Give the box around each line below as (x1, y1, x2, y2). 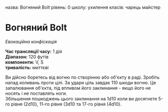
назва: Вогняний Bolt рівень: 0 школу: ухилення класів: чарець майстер (5, 5, 161, 10)
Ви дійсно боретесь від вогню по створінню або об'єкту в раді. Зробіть (5, 74, 160, 80)
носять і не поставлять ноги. (5, 90, 67, 96)
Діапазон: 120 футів (5, 53, 49, 60)
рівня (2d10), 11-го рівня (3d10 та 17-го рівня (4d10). (11, 101, 122, 107)
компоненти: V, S (5, 59, 44, 65)
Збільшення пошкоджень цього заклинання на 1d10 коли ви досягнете (5, 95, 157, 101)
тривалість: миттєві (5, 64, 49, 70)
